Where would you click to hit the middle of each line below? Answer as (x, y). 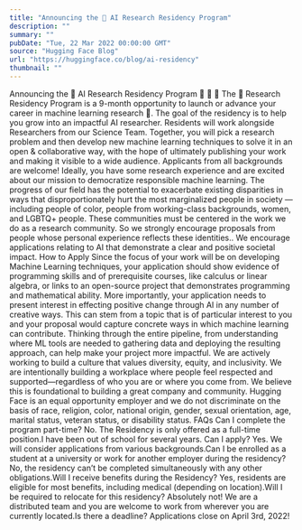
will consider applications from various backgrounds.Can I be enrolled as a (148, 449)
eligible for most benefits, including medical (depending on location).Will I (146, 487)
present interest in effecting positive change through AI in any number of (144, 304)
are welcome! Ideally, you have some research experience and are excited (147, 170)
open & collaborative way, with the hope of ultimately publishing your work (148, 151)
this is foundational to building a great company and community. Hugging (146, 391)
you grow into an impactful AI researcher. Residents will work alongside (142, 122)
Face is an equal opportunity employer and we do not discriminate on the (145, 400)
